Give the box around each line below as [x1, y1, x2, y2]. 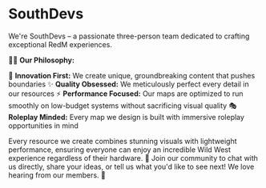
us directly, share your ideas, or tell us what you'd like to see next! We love [8, 162, 255, 171]
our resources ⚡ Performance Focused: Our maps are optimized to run [8, 89, 244, 98]
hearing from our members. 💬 [8, 170, 106, 180]
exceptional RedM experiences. [8, 39, 112, 49]
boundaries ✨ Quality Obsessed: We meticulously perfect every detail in [8, 79, 250, 89]
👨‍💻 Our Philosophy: [8, 55, 75, 65]
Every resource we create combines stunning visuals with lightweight [8, 136, 238, 146]
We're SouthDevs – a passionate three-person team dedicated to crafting [8, 31, 250, 41]
